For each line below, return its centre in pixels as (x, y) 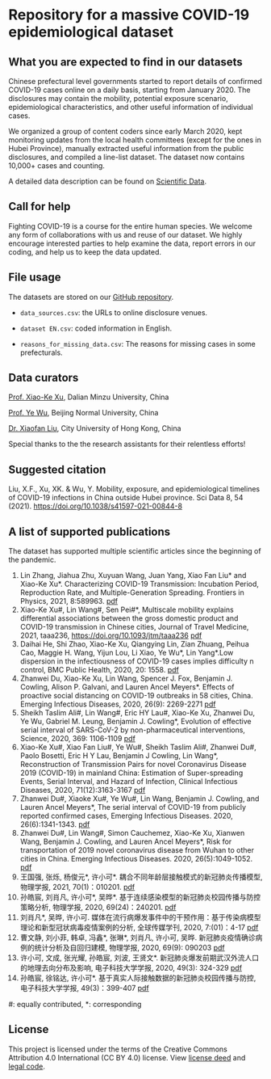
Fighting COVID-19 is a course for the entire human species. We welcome (130, 226)
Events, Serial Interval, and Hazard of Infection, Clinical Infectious (129, 782)
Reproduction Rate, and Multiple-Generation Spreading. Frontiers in (132, 592)
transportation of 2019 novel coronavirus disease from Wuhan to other (137, 850)
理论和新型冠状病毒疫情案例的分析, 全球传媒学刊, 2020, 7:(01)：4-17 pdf (139, 928)
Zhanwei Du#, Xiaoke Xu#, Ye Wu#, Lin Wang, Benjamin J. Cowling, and (140, 799)
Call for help (40, 207)
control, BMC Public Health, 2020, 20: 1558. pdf (99, 670)
